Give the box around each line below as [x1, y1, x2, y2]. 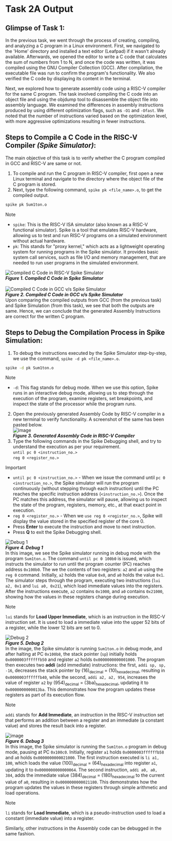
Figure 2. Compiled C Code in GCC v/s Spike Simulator [5, 291, 123, 297]
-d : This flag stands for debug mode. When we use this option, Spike [12, 384, 159, 391]
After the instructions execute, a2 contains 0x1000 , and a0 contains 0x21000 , [5, 588, 164, 595]
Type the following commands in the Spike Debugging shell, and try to [12, 438, 162, 444]
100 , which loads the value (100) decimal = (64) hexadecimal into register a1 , [5, 760, 158, 767]
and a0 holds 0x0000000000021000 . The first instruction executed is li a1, [5, 754, 160, 760]
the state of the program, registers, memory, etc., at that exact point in [12, 502, 162, 508]
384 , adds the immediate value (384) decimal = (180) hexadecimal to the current [5, 772, 165, 779]
